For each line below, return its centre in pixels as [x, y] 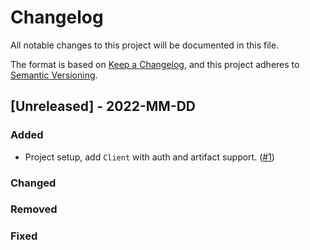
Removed [34, 209]
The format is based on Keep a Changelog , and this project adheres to [155, 64]
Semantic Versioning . [54, 75]
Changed [33, 183]
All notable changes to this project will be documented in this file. [145, 45]
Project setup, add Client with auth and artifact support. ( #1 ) [149, 157]
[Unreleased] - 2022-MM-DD [103, 106]
